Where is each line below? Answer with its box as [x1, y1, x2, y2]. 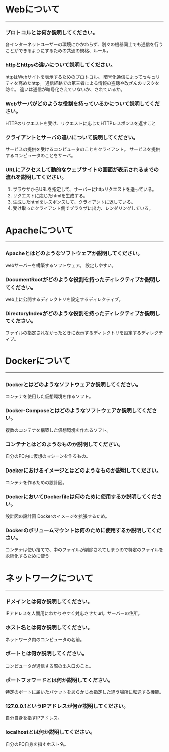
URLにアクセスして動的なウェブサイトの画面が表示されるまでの [5, 166, 159, 173]
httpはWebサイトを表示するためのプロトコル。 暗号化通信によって [5, 74, 143, 80]
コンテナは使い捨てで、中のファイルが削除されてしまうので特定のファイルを [5, 546, 164, 552]
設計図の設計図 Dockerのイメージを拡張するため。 [5, 513, 110, 519]
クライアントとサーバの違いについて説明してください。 [5, 134, 139, 141]
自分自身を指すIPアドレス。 [5, 715, 62, 721]
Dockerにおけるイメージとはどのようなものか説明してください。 [5, 467, 162, 474]
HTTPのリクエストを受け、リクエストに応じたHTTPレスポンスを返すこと [5, 120, 156, 126]
